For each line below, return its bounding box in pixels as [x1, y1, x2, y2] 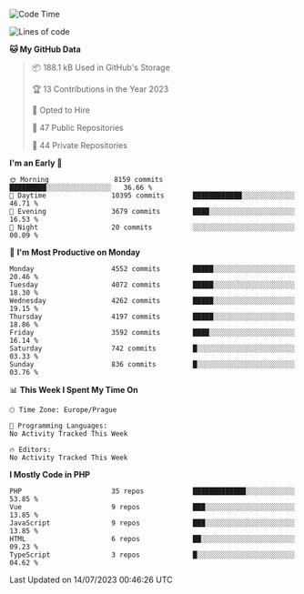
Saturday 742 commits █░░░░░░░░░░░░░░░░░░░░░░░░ [9, 344, 296, 353]
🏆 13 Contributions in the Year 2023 [31, 84, 169, 95]
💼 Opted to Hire [31, 105, 91, 116]
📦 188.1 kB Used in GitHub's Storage [31, 62, 170, 73]
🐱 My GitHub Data [9, 44, 82, 55]
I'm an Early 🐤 [9, 157, 63, 168]
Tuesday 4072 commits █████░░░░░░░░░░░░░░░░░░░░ [9, 280, 296, 289]
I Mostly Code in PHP [9, 469, 91, 479]
